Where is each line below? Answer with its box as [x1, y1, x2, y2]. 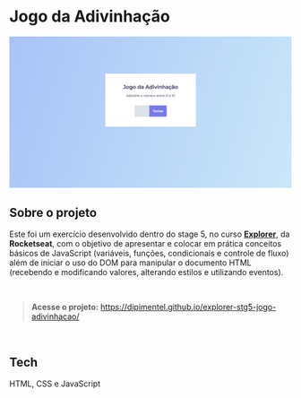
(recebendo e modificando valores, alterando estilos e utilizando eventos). [9, 267, 284, 278]
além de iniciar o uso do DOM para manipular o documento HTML [9, 257, 253, 268]
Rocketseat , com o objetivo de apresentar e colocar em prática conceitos [9, 238, 282, 249]
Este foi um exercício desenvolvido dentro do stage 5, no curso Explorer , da [9, 229, 290, 239]
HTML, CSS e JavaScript [9, 378, 101, 389]
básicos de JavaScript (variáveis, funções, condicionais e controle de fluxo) [9, 248, 289, 259]
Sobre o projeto [9, 205, 97, 221]
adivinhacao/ [30, 311, 80, 322]
